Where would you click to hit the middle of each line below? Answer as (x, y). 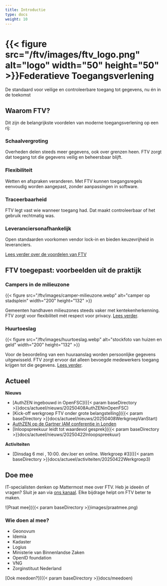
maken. (13, 497)
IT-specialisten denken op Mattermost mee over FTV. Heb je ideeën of (77, 487)
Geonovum (24, 531)
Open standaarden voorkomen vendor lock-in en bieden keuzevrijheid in (80, 239)
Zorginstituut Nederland (37, 568)
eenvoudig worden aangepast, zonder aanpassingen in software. (72, 186)
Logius (19, 547)
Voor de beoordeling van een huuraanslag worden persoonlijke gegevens (81, 355)
